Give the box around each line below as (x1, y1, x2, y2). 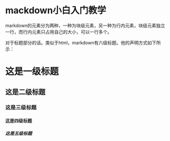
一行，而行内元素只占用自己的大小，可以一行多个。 (5, 29, 112, 35)
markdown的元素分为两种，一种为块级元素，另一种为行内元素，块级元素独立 (5, 22, 165, 29)
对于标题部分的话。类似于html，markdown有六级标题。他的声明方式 (5, 39, 148, 46)
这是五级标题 (5, 130, 32, 136)
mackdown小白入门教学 (5, 5, 107, 16)
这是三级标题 (5, 104, 37, 111)
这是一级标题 (5, 66, 59, 77)
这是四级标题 (5, 118, 32, 124)
